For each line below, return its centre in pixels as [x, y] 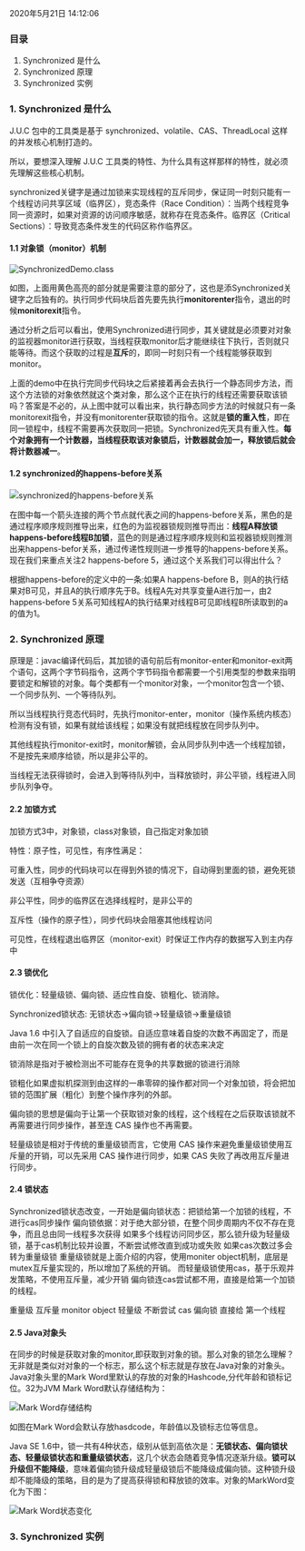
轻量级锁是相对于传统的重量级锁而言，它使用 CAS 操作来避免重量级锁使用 [147, 1144]
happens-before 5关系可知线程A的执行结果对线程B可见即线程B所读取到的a [149, 602]
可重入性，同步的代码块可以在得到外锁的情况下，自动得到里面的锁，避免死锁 [152, 869]
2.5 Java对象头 [38, 1332]
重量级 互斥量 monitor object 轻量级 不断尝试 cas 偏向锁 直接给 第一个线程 [148, 1310]
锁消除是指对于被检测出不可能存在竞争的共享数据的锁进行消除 [125, 1064]
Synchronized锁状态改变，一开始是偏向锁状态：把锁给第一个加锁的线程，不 [151, 1211]
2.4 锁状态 [29, 1189]
